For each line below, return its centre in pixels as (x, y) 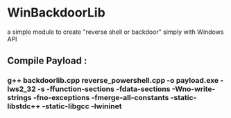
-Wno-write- (194, 89)
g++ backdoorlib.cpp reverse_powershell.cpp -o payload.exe (113, 81)
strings (20, 98)
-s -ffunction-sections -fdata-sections (104, 89)
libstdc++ (24, 106)
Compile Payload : (47, 61)
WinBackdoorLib (56, 13)
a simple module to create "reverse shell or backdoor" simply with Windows (115, 32)
